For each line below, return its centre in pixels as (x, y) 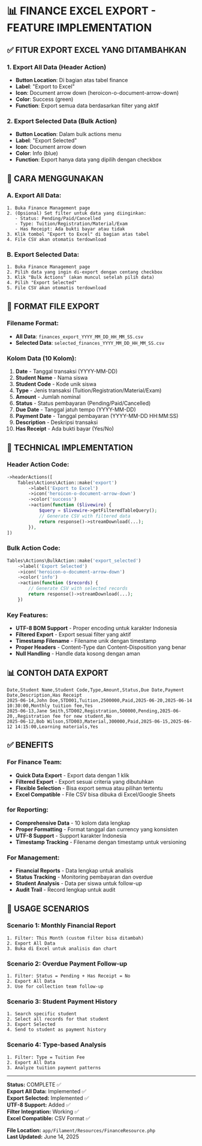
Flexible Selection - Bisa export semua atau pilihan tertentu (89, 788)
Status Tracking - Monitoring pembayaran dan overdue (84, 877)
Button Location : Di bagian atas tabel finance (72, 80)
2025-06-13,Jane (27, 711)
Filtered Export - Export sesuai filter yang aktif (73, 634)
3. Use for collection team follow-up (55, 986)
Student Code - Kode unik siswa (56, 384)
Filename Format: (33, 323)
